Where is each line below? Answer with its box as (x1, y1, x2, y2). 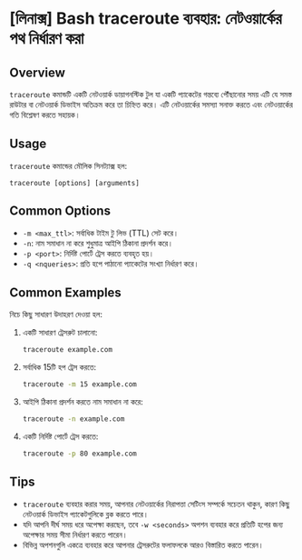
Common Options (9, 204, 112, 219)
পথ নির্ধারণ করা (9, 28, 84, 49)
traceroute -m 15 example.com (22, 380, 138, 389)
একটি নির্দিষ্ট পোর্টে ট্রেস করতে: (22, 431, 99, 442)
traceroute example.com (22, 345, 113, 355)
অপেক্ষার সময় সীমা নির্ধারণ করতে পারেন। (22, 529, 129, 540)
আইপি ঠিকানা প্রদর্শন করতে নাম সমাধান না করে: (22, 396, 143, 407)
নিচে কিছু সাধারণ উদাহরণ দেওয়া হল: (9, 309, 102, 320)
